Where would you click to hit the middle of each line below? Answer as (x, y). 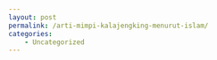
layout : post (33, 17)
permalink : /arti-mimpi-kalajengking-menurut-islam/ (108, 26)
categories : (30, 34)
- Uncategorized (55, 42)
